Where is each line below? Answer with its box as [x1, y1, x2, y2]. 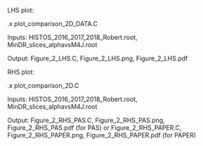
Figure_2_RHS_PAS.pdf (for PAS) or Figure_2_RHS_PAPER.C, [7, 124, 182, 132]
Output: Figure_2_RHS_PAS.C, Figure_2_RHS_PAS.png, [7, 116, 165, 124]
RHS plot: [7, 68, 35, 76]
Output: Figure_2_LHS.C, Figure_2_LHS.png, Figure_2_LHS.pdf [7, 54, 188, 62]
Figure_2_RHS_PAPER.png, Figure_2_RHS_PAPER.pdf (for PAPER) [7, 131, 197, 139]
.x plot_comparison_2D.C [7, 81, 79, 90]
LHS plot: [7, 6, 34, 14]
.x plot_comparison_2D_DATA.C [7, 20, 98, 27]
